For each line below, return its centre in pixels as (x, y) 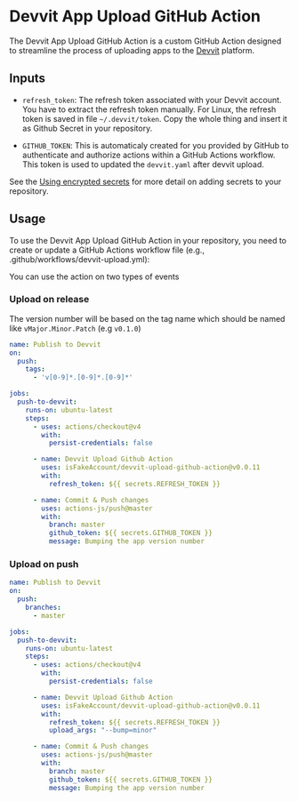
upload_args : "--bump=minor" (103, 731)
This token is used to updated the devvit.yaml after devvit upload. (143, 164)
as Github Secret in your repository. (87, 128)
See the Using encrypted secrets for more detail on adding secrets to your (145, 181)
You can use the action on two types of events (94, 276)
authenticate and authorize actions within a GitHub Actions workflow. (149, 155)
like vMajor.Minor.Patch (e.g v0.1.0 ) (75, 328)
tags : (36, 369)
